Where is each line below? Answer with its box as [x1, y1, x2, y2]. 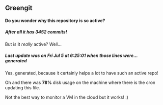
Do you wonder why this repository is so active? [5, 17, 106, 24]
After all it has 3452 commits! [5, 29, 67, 35]
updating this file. [5, 84, 40, 90]
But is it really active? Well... [5, 41, 62, 47]
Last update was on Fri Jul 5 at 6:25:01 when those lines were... [5, 52, 138, 58]
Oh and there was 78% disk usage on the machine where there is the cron [5, 79, 156, 85]
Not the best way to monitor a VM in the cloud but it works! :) [5, 94, 129, 100]
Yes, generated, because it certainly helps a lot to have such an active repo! [5, 70, 159, 76]
